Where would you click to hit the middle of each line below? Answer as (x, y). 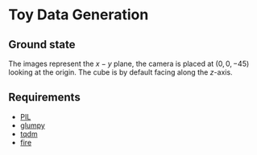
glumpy (33, 125)
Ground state (42, 45)
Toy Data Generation (79, 15)
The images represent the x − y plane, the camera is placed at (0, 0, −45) (129, 63)
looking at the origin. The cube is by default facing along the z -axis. (120, 72)
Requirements (44, 98)
